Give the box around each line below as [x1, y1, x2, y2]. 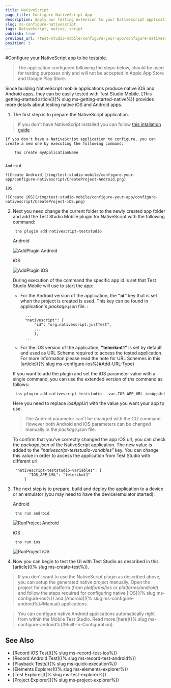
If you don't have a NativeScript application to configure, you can [5, 136, 156, 142]
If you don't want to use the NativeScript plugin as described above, [17, 573, 161, 579]
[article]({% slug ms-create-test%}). [12, 564, 89, 570]
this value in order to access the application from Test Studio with [12, 452, 151, 458]
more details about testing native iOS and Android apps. [5, 101, 123, 108]
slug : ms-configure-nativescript [5, 21, 76, 27]
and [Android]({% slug [55, 595, 103, 601]
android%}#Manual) [17, 600, 60, 607]
